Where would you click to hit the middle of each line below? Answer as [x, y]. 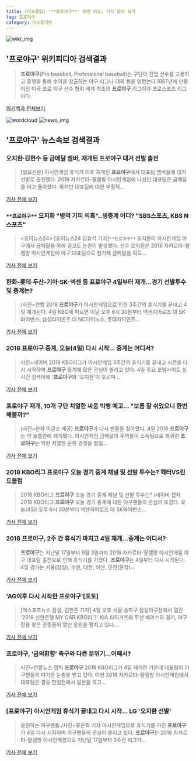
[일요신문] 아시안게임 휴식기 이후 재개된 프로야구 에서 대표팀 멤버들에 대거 [103, 172]
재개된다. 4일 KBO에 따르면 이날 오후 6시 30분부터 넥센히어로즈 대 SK [106, 312]
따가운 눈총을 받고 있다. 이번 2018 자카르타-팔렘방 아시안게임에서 [114, 675]
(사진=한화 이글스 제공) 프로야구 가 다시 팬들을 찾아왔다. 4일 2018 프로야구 [104, 429]
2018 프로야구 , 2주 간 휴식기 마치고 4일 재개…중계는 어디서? [86, 539]
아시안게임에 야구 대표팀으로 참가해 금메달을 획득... [89, 253]
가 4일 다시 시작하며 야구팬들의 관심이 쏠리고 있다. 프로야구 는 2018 [96, 732]
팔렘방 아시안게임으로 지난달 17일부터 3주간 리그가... [87, 740]
